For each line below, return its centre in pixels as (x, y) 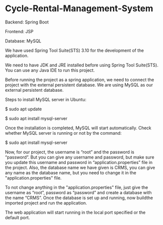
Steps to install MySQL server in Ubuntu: (46, 99)
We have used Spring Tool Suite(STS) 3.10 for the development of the (74, 50)
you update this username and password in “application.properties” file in (79, 162)
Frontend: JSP (19, 31)
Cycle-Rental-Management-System (79, 9)
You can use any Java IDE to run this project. (50, 70)
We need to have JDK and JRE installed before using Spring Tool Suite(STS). (82, 65)
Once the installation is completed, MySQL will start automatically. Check (78, 128)
